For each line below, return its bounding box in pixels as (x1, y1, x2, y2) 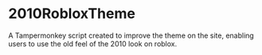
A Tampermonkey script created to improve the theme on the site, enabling (8, 31, 255, 40)
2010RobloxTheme (8, 5, 135, 23)
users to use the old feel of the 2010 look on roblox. (8, 38, 178, 48)
